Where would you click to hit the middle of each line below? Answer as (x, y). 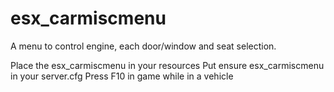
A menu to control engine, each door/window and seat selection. (143, 46)
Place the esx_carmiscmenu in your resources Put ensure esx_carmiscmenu (167, 65)
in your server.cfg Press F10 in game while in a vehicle (122, 76)
